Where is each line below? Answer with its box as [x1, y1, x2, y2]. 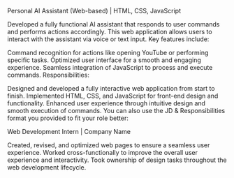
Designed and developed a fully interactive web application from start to [7, 84, 215, 92]
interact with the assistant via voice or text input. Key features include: [7, 35, 210, 43]
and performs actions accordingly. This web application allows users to [7, 28, 212, 36]
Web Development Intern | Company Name [7, 128, 131, 135]
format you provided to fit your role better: [7, 114, 129, 122]
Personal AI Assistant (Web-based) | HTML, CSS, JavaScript [7, 7, 182, 15]
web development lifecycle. [7, 163, 87, 171]
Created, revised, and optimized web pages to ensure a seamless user [7, 141, 210, 149]
